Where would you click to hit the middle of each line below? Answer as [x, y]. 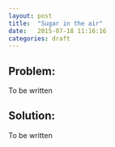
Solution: [32, 116]
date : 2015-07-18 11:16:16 [57, 31]
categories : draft [39, 38]
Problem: [32, 71]
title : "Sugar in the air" [56, 23]
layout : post [30, 16]
